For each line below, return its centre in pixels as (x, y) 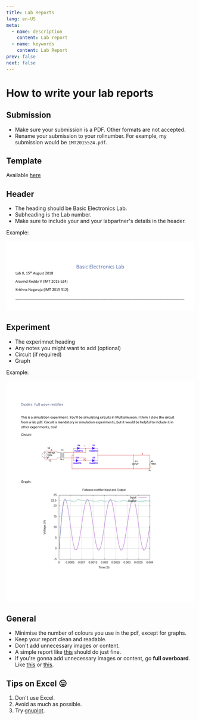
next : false (21, 63)
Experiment (28, 327)
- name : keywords (33, 44)
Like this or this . (34, 665)
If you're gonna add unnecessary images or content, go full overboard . (102, 659)
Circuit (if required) (38, 354)
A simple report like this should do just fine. (68, 652)
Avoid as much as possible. (48, 704)
